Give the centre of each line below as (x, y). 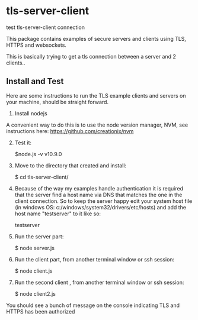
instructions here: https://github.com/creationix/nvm (70, 131)
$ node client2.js (35, 293)
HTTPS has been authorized (41, 311)
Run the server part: (39, 236)
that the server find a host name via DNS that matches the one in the (98, 195)
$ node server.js (35, 248)
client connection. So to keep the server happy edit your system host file (103, 201)
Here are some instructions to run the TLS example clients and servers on (96, 95)
